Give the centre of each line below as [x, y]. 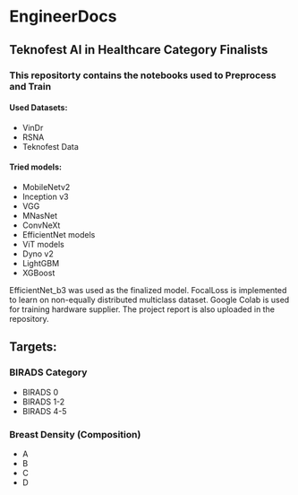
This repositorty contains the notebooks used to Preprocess [143, 75]
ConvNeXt [41, 225]
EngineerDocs [63, 17]
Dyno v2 [38, 254]
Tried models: [36, 167]
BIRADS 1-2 [43, 402]
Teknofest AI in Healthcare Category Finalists [139, 50]
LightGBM [41, 263]
